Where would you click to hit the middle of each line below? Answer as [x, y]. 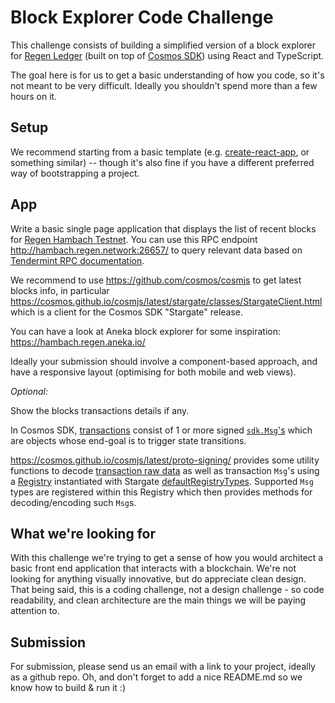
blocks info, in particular [60, 290]
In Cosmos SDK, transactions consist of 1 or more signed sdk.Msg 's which [161, 430]
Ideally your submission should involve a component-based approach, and [164, 361]
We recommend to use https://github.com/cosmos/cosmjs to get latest [156, 280]
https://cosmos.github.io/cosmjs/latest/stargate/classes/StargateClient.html [166, 301]
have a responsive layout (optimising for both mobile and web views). [153, 372]
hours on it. [34, 96]
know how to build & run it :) [68, 688]
